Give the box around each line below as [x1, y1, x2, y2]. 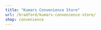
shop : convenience [5, 17, 44, 22]
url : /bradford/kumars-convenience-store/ [5, 12, 96, 17]
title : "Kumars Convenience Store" [5, 7, 80, 13]
